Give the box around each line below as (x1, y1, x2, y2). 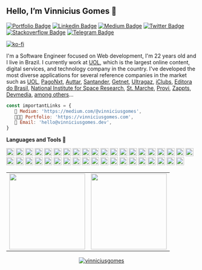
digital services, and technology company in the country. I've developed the (6, 65, 195, 72)
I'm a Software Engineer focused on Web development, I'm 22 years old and (6, 52, 197, 59)
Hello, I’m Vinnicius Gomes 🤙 (6, 6, 117, 16)
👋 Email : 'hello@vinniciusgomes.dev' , (14, 120, 112, 126)
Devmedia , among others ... (6, 90, 74, 98)
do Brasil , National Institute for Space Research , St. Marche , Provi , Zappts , (6, 84, 192, 92)
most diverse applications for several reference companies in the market (6, 71, 187, 79)
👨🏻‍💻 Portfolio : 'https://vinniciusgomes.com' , (14, 113, 134, 120)
